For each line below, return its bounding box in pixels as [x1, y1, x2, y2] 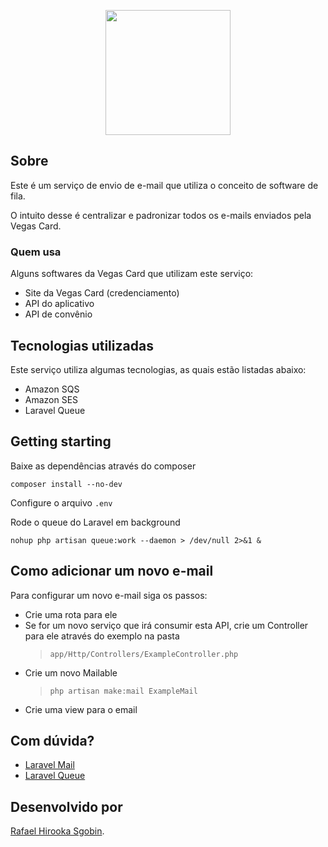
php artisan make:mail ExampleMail [49, 686, 198, 696]
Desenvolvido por [10, 798, 123, 815]
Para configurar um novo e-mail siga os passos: [10, 589, 208, 601]
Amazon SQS [24, 383, 80, 395]
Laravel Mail [24, 759, 75, 771]
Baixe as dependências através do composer [10, 460, 197, 472]
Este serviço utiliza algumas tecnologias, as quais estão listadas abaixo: [10, 363, 307, 375]
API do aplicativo [24, 298, 95, 310]
